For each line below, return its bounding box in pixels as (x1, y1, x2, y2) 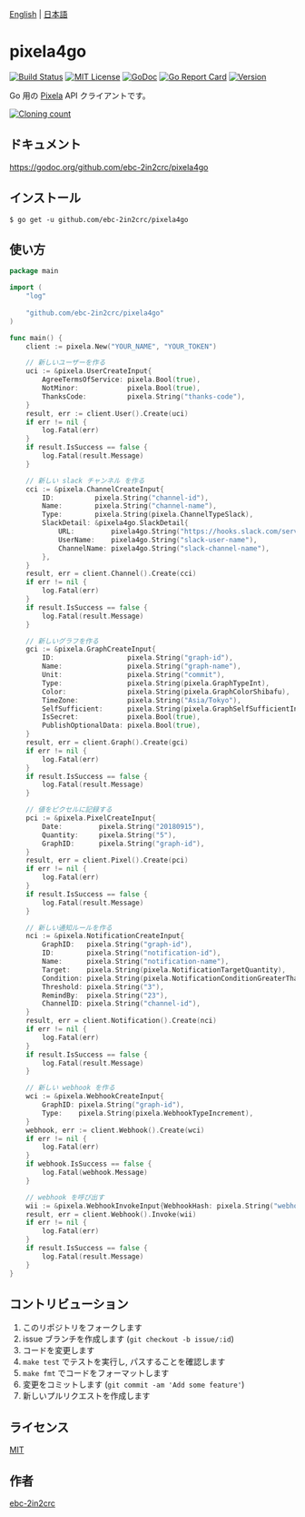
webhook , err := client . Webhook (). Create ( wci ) (25, 1126, 205, 1135)
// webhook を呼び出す (25, 1192, 104, 1202)
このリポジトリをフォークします (22, 1322, 143, 1333)
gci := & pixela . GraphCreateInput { (25, 645, 156, 654)
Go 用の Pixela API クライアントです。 (9, 90, 152, 101)
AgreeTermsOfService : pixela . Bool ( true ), (42, 375, 202, 385)
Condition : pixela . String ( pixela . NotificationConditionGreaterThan (42, 974, 302, 983)
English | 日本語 (9, 9, 68, 19)
